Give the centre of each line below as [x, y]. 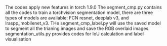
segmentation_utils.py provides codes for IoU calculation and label [75, 34]
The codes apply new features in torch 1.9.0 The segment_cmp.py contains [83, 7]
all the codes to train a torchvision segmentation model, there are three [79, 12]
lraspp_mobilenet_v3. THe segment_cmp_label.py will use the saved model [83, 23]
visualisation [18, 39]
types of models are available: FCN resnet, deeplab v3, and [67, 18]
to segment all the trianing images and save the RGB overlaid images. [78, 28]
